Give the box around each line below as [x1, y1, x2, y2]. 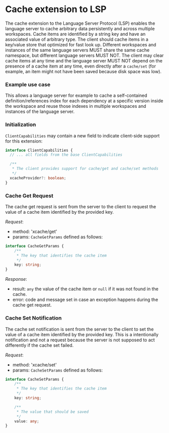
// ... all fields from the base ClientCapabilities [10, 152, 123, 157]
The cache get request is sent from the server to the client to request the [5, 203, 156, 210]
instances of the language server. [5, 108, 74, 114]
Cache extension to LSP [5, 4, 107, 15]
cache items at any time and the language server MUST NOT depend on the [5, 57, 162, 64]
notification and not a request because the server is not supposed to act [5, 337, 155, 343]
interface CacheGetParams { [5, 243, 64, 249]
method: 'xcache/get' [12, 228, 57, 234]
